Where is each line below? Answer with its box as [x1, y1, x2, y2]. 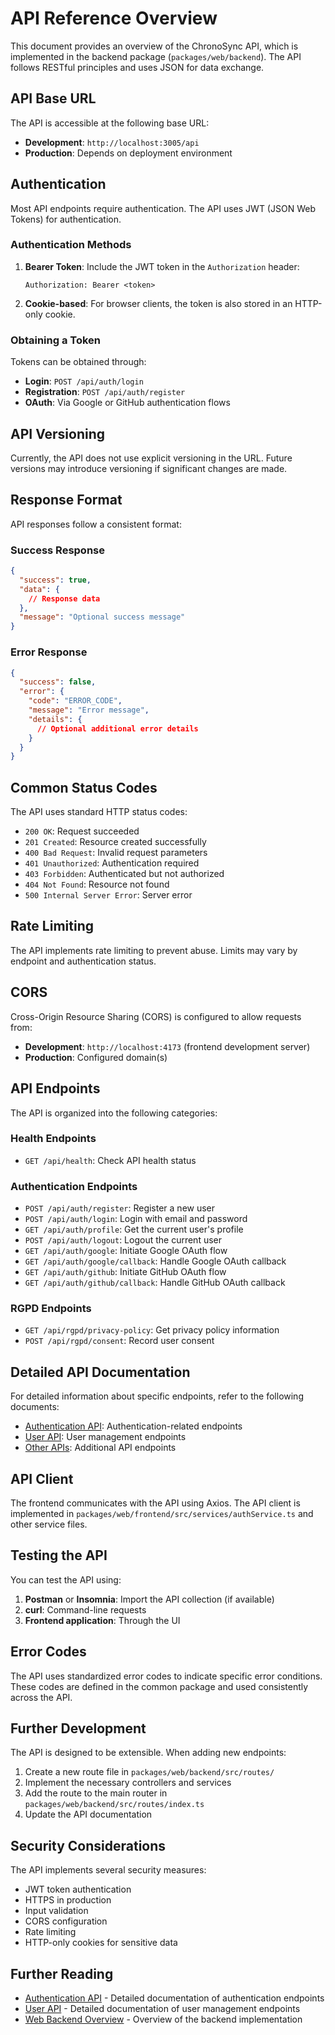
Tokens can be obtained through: [10, 356, 147, 368]
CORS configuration [24, 1915, 108, 1927]
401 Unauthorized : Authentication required [24, 857, 200, 869]
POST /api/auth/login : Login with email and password [24, 1213, 248, 1225]
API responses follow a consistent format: [10, 518, 182, 530]
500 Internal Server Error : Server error [24, 889, 193, 901]
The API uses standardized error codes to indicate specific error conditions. [10, 1670, 323, 1682]
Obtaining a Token [10, 333, 102, 347]
